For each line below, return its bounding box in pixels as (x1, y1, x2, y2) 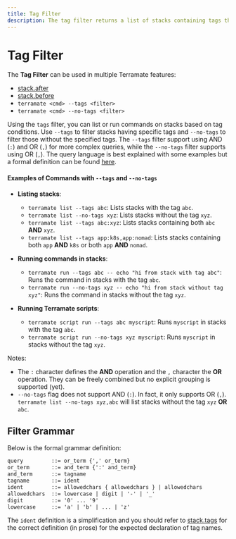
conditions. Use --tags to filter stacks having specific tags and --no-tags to (7, 128, 226, 136)
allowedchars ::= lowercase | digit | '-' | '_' (7, 490, 156, 497)
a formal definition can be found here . (7, 158, 117, 166)
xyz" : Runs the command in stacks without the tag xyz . (27, 290, 186, 299)
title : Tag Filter (7, 10, 61, 18)
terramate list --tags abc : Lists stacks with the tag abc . (27, 203, 194, 211)
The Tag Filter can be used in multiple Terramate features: (7, 70, 176, 79)
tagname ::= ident (7, 477, 80, 485)
